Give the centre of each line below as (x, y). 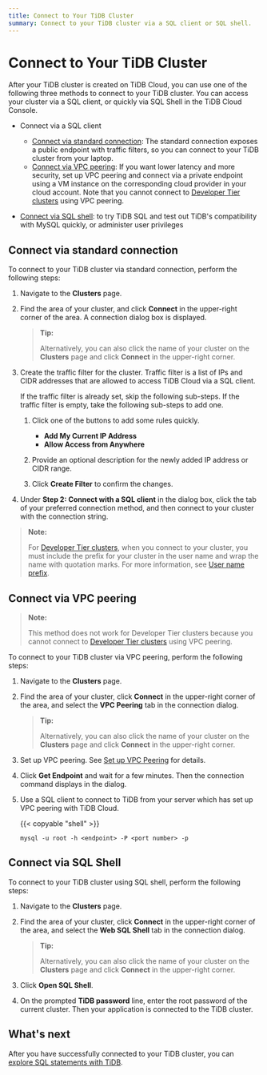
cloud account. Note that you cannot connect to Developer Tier (136, 192)
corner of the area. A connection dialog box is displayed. (113, 318)
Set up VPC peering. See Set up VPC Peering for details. (113, 760)
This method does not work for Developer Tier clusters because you (140, 633)
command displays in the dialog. (73, 784)
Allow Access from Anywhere (94, 444)
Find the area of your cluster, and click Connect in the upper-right (128, 309)
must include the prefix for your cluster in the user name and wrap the (143, 556)
